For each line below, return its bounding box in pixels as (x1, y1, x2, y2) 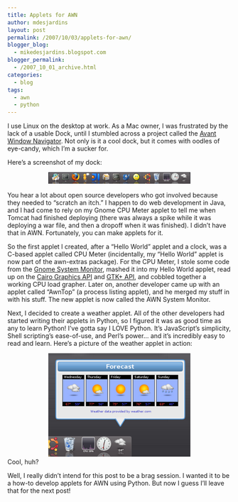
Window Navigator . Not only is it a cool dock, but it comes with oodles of (7, 137, 220, 146)
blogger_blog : (7, 41, 50, 49)
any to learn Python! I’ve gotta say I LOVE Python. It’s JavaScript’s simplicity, (7, 324, 231, 333)
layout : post (7, 26, 46, 33)
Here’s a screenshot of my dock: (7, 158, 102, 167)
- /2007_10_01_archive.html (13, 64, 97, 71)
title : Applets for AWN (7, 11, 78, 18)
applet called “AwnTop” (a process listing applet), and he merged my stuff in (7, 288, 229, 296)
